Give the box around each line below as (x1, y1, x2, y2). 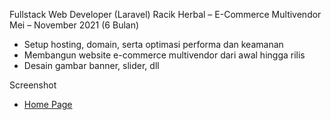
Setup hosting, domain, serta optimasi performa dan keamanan (23, 39, 284, 50)
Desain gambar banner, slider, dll (23, 60, 160, 71)
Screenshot (9, 79, 57, 91)
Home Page (23, 99, 73, 110)
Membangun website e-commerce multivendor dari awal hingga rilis (23, 49, 306, 61)
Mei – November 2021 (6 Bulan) (9, 19, 140, 31)
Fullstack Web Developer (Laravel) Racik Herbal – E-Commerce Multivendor (9, 9, 322, 20)
